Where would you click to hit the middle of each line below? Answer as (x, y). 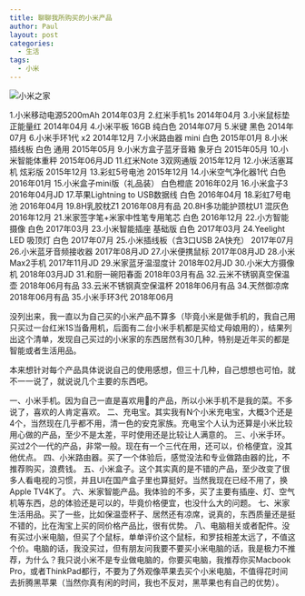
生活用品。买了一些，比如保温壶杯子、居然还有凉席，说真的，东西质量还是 (148, 514)
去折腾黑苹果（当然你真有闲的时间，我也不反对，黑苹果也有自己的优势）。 (147, 582)
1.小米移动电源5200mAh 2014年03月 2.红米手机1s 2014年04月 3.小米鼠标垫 (150, 115)
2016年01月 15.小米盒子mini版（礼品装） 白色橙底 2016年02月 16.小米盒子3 (149, 183)
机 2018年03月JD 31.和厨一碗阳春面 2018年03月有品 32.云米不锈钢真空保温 (150, 274)
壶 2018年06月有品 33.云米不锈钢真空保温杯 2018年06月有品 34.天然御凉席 (149, 285)
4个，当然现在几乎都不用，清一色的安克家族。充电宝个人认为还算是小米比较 (151, 423)
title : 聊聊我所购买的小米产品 (61, 18)
